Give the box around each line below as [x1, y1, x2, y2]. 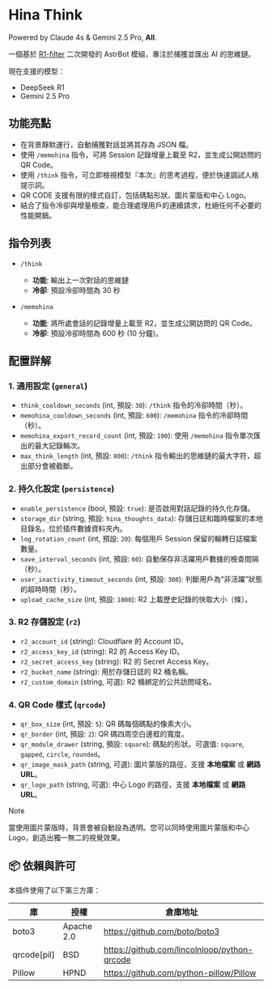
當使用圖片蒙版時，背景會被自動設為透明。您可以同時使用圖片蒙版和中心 [8, 823, 249, 833]
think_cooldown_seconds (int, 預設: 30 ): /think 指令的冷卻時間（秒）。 [19, 401, 248, 410]
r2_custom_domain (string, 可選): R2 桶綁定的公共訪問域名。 [19, 677, 216, 686]
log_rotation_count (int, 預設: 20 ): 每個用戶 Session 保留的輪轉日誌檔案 [19, 533, 257, 543]
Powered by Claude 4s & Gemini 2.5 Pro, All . [8, 32, 157, 42]
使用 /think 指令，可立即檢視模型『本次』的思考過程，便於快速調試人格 [19, 170, 259, 180]
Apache [62, 920, 93, 932]
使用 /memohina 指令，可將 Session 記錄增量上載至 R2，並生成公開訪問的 [19, 150, 261, 159]
